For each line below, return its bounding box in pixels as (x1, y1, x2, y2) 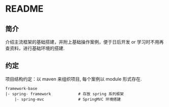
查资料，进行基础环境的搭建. (5, 45, 65, 51)
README (5, 3, 44, 15)
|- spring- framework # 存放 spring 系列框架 (5, 91, 124, 96)
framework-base (5, 86, 38, 91)
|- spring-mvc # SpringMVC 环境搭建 (14, 97, 121, 102)
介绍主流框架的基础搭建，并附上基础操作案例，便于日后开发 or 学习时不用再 (5, 39, 164, 45)
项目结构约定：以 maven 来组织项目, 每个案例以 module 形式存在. (5, 76, 142, 82)
